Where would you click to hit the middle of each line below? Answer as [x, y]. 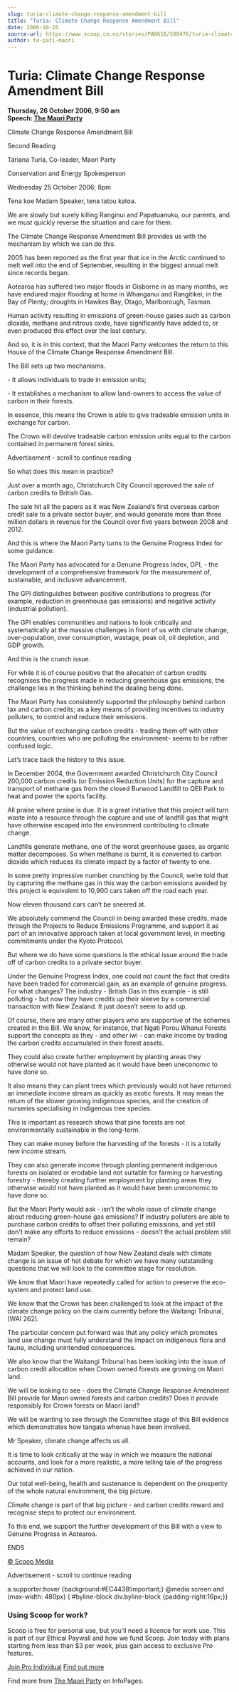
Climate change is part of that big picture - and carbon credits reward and [116, 1505]
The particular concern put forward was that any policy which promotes [113, 1333]
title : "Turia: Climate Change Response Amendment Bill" [94, 21]
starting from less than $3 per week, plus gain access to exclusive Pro [110, 1646]
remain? [19, 1239]
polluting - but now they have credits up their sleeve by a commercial [109, 999]
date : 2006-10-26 [33, 27]
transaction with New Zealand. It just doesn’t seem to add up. [97, 1006]
